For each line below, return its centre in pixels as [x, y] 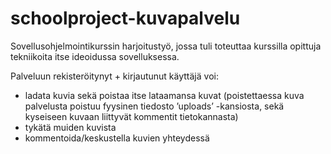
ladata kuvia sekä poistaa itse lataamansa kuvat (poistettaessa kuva [164, 95]
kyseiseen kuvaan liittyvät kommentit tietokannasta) [131, 116]
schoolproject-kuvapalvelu [125, 18]
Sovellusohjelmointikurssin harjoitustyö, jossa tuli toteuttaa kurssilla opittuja [166, 46]
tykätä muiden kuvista [70, 127]
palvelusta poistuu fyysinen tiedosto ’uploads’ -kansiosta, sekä [154, 106]
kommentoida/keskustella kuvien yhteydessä [117, 138]
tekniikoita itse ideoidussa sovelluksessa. [95, 56]
